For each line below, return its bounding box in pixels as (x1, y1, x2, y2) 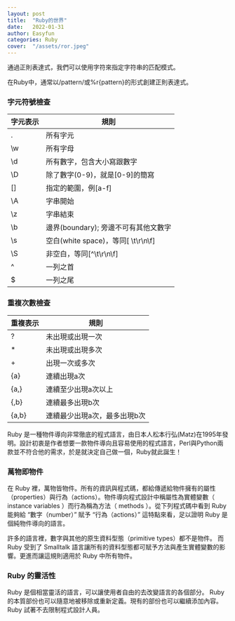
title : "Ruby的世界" (7, 17, 67, 24)
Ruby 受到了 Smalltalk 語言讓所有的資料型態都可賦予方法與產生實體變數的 (7, 542, 220, 551)
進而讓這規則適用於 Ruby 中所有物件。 (25, 552, 137, 560)
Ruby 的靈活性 (7, 570, 56, 580)
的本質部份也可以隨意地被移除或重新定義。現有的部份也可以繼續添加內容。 (7, 597, 222, 606)
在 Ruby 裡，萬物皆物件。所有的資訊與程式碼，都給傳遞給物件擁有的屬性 (7, 483, 216, 492)
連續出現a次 (46, 371, 86, 381)
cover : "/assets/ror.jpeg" (7, 43, 90, 50)
